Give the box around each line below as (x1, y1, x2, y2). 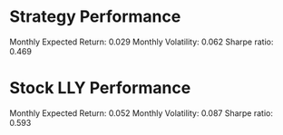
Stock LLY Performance (9, 78, 191, 99)
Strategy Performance (9, 6, 181, 27)
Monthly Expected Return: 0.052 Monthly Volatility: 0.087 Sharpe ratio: (9, 107, 274, 119)
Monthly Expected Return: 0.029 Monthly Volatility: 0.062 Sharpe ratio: (9, 36, 274, 47)
